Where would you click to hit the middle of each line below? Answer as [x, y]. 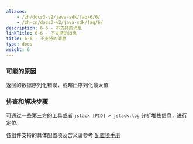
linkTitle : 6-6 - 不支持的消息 [42, 33]
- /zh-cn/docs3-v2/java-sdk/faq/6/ [60, 22]
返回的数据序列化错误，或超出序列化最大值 [57, 85]
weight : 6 [18, 50]
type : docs [19, 44]
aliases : [17, 11]
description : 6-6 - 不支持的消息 [44, 28]
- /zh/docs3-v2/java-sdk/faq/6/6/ [58, 17]
